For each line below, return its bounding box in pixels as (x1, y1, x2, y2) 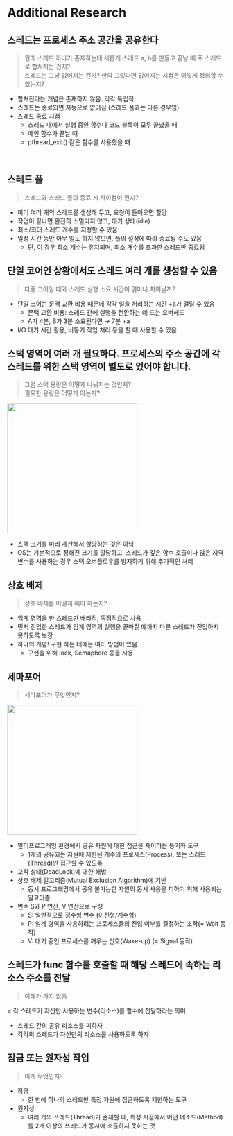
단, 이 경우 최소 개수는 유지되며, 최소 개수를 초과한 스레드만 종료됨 (27, 243, 205, 251)
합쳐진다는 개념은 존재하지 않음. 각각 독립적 (17, 95, 135, 103)
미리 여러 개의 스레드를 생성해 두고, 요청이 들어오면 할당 (17, 208, 168, 216)
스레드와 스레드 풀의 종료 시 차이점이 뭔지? (24, 193, 139, 202)
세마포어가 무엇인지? (24, 691, 80, 699)
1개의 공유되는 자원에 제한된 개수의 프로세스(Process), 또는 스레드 (27, 850, 206, 859)
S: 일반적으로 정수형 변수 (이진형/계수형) (27, 911, 137, 920)
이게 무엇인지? (24, 1072, 64, 1080)
